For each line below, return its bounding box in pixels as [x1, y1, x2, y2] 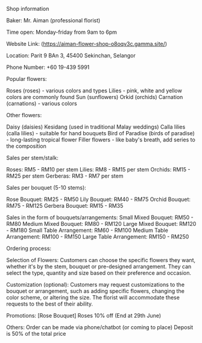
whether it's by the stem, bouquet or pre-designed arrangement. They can [6, 263, 192, 270]
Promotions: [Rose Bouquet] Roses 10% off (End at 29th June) [6, 312, 162, 319]
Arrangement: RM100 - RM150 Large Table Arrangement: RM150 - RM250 [6, 233, 189, 240]
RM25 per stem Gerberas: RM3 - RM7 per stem [6, 172, 124, 179]
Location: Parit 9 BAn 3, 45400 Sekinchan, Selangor [6, 52, 136, 59]
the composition [6, 143, 46, 150]
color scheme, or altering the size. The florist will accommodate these [6, 294, 180, 301]
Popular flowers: [6, 75, 47, 82]
